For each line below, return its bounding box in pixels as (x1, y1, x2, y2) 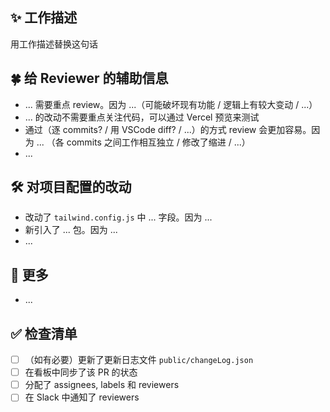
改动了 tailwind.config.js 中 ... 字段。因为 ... (24, 211, 213, 223)
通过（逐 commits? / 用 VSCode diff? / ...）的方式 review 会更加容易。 (24, 123, 312, 135)
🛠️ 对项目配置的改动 (10, 179, 132, 196)
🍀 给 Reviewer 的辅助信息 (10, 70, 169, 87)
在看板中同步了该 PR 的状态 (24, 366, 138, 378)
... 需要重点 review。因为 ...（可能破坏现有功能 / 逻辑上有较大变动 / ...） (24, 98, 318, 110)
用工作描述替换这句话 (10, 38, 98, 50)
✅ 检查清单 (10, 325, 78, 342)
